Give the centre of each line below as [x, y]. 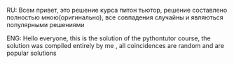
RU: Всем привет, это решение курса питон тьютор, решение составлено [117, 10]
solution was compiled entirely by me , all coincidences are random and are [116, 46]
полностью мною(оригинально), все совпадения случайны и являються [115, 17]
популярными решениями [46, 25]
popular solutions [32, 53]
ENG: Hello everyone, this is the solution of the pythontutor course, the [109, 38]
